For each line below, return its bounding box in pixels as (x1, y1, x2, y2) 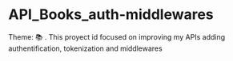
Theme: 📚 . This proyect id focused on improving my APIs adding (8, 32, 226, 41)
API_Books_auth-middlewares (8, 6, 214, 24)
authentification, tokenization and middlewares (8, 44, 163, 53)
